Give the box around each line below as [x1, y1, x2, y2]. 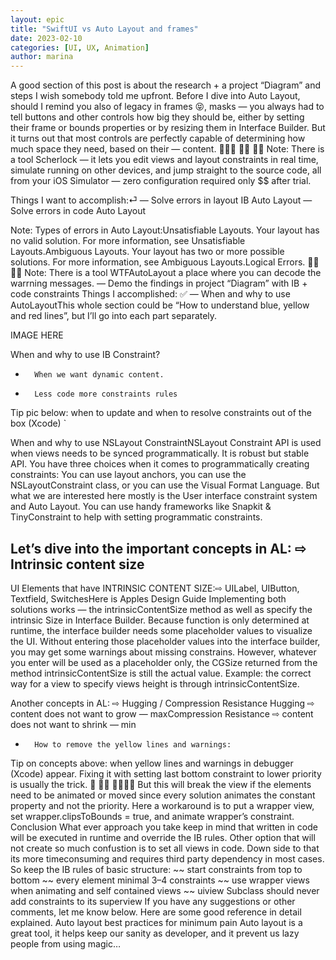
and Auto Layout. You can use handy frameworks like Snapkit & [10, 501, 272, 513]
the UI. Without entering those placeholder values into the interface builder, [10, 635, 321, 647]
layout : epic [10, 14, 65, 25]
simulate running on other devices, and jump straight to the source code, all [10, 164, 322, 176]
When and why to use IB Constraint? [10, 349, 161, 361]
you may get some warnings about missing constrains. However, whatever [10, 646, 317, 658]
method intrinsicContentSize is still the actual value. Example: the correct [10, 667, 312, 679]
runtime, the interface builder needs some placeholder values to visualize [10, 624, 313, 636]
